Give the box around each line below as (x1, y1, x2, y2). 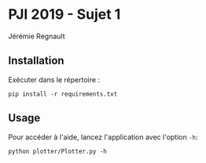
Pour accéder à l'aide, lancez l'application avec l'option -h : (8, 132, 198, 142)
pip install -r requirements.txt (8, 90, 118, 98)
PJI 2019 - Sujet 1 (8, 5, 121, 24)
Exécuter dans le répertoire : (8, 74, 101, 84)
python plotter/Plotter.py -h (8, 147, 108, 155)
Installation (8, 54, 64, 67)
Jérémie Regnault (8, 31, 65, 41)
